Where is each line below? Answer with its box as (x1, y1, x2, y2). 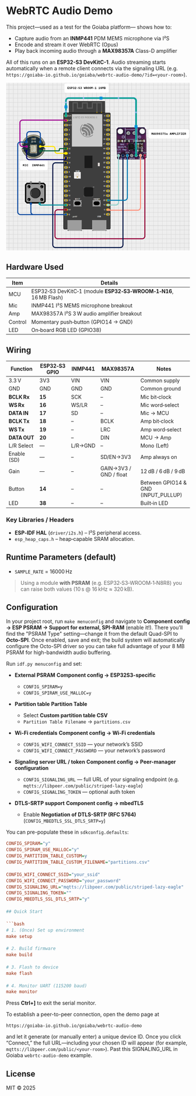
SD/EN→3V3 (100, 453, 131, 460)
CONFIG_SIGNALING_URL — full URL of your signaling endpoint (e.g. (23, 776, 180, 783)
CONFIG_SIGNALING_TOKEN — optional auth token (23, 789, 135, 796)
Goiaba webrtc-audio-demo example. (6, 1052, 93, 1059)
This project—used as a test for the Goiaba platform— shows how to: (6, 23, 172, 30)
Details (100, 279, 118, 286)
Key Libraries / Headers (6, 516, 74, 524)
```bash (6, 921, 25, 927)
